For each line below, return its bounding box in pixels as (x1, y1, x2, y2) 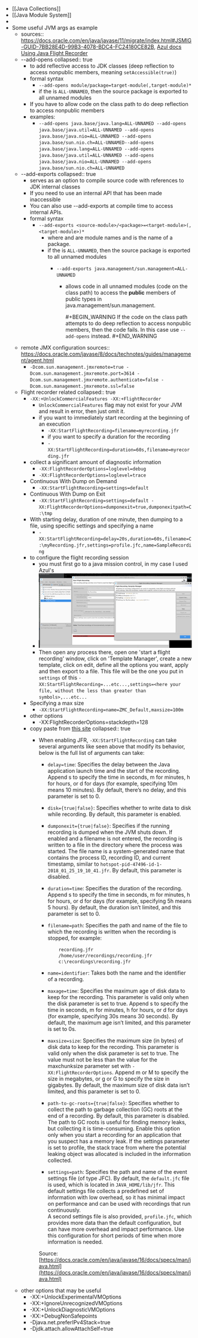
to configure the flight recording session (29, 554, 129, 561)
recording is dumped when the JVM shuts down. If (47, 829, 172, 836)
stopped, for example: (47, 935, 102, 942)
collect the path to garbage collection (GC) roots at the (47, 1106, 182, 1113)
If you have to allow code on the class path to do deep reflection (29, 101, 188, 107)
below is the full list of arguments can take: (38, 750, 145, 757)
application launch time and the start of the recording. (47, 767, 181, 775)
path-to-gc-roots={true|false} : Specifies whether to (47, 1100, 179, 1107)
